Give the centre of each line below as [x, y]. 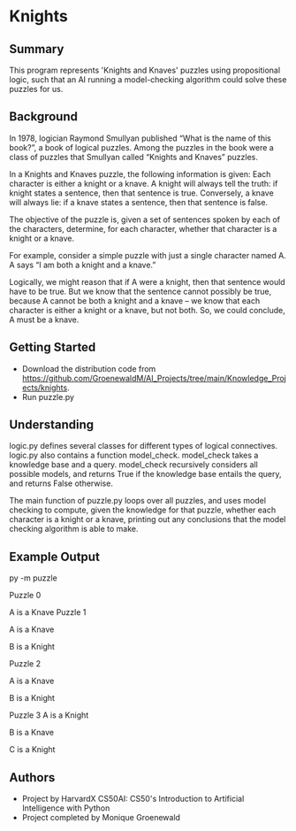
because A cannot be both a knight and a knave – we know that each [135, 300]
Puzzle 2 [25, 664]
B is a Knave [32, 733]
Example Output [54, 556]
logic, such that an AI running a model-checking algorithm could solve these [148, 80]
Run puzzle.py [48, 396]
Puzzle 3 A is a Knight [49, 715]
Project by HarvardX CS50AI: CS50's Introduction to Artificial [133, 799]
